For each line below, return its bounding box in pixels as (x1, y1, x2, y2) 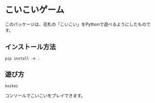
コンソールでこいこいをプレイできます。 (5, 92, 86, 98)
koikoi (5, 83, 18, 88)
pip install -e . (5, 56, 40, 61)
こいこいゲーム (5, 4, 64, 15)
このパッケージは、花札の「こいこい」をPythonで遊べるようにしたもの (5, 21, 147, 27)
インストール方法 (5, 43, 56, 51)
